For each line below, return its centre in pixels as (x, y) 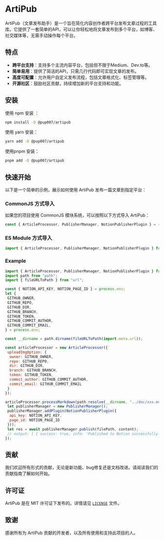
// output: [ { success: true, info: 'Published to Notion (69, 434)
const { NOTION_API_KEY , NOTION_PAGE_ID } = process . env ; (65, 289)
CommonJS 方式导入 (30, 203)
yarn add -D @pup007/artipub (35, 141)
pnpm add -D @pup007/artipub (35, 161)
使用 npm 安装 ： (22, 113)
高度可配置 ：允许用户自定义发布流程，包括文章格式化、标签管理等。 (81, 77)
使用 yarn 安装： (21, 132)
